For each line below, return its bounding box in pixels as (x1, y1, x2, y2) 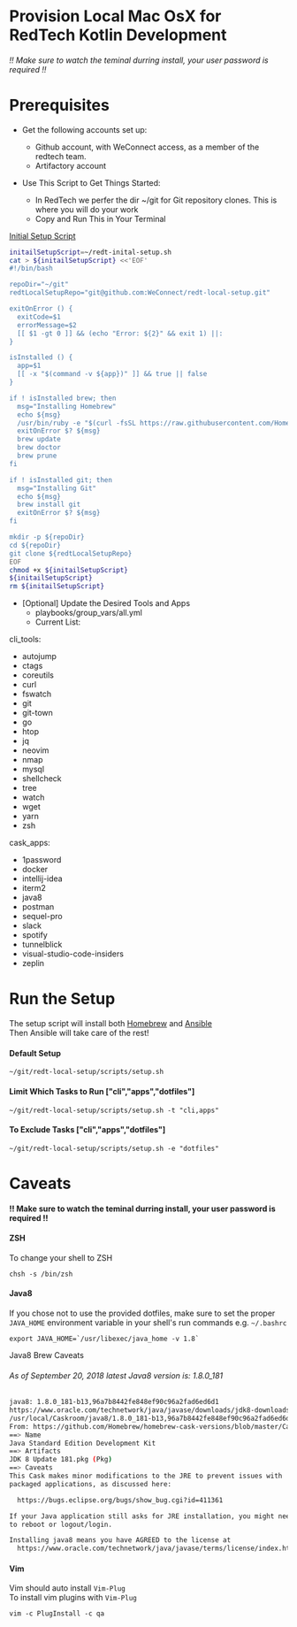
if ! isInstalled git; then (9, 475, 113, 484)
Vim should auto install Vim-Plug (9, 1583, 126, 1593)
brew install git (17, 500, 81, 510)
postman (21, 902, 55, 912)
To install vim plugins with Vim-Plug (9, 1592, 137, 1603)
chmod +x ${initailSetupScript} (9, 565, 128, 574)
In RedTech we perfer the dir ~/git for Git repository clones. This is (34, 195, 278, 205)
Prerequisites (9, 95, 110, 115)
